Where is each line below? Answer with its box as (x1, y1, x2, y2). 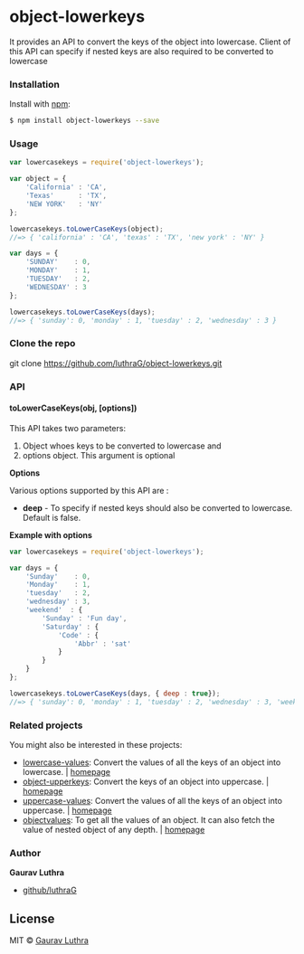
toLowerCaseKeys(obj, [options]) (9, 402, 138, 413)
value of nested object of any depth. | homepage (22, 825, 205, 835)
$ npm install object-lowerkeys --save (9, 116, 160, 126)
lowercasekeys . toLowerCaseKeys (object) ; (9, 224, 165, 233)
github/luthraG (22, 884, 77, 896)
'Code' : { (57, 630, 100, 639)
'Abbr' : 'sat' (73, 639, 131, 648)
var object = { (9, 175, 67, 184)
